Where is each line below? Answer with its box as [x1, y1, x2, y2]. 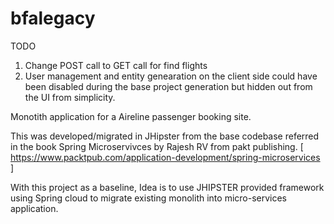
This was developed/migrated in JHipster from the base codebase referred [10, 130, 320, 142]
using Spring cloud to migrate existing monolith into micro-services [10, 192, 288, 204]
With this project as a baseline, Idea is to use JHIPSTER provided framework [10, 181, 325, 193]
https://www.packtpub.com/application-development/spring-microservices [10, 151, 321, 163]
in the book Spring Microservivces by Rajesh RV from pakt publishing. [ [10, 140, 304, 152]
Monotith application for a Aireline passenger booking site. [10, 110, 252, 122]
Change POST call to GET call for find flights [24, 59, 208, 71]
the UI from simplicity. [24, 91, 116, 103]
